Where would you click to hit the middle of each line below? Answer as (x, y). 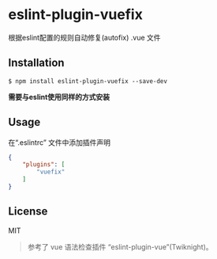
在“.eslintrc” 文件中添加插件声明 (59, 142)
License (28, 211)
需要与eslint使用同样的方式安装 (59, 97)
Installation (36, 63)
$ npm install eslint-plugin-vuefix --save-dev (88, 81)
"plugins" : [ (44, 165)
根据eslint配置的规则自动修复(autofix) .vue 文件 (84, 37)
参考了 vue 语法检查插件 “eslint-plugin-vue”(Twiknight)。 (120, 246)
